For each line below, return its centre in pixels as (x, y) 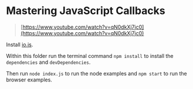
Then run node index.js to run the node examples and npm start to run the (97, 73)
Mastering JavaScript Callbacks (86, 11)
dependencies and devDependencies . (48, 62)
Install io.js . (20, 44)
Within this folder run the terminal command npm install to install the (90, 56)
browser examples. (29, 80)
